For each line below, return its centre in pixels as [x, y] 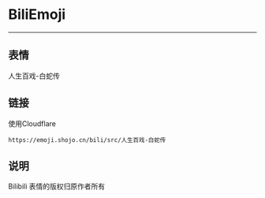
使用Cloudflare [32, 123]
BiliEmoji [37, 15]
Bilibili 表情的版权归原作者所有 [57, 186]
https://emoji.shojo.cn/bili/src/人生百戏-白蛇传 [87, 140]
